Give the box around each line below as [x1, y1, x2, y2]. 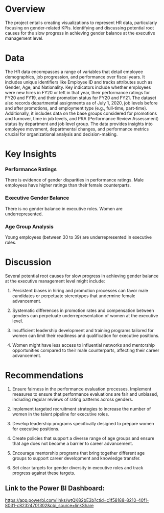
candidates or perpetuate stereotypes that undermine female [12, 293, 136, 299]
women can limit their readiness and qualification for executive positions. [12, 333, 160, 338]
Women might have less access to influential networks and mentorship [12, 342, 155, 348]
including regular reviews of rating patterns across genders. [12, 396, 133, 402]
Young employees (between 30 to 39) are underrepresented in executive [5, 234, 152, 240]
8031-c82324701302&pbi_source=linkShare [5, 502, 94, 508]
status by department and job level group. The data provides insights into [5, 121, 153, 127]
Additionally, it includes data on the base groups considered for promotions [5, 110, 157, 116]
